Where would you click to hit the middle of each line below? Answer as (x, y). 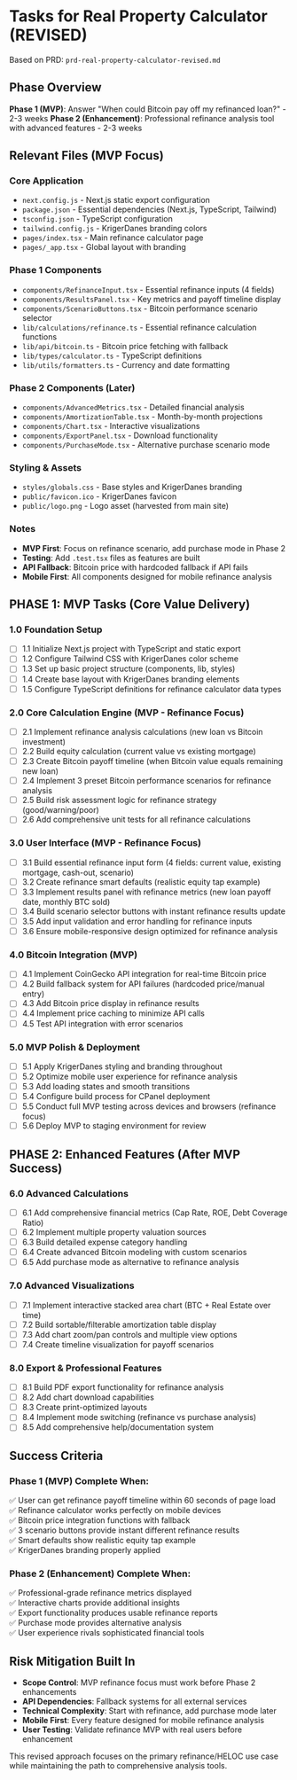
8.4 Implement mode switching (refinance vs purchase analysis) (139, 1417)
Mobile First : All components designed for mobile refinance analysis (147, 576)
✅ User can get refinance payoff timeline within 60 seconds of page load (143, 1501)
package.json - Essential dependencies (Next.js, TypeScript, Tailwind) (149, 209)
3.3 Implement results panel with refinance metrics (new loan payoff (147, 892)
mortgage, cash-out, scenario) (78, 872)
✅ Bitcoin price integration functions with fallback (100, 1520)
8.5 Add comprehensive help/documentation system (118, 1427)
